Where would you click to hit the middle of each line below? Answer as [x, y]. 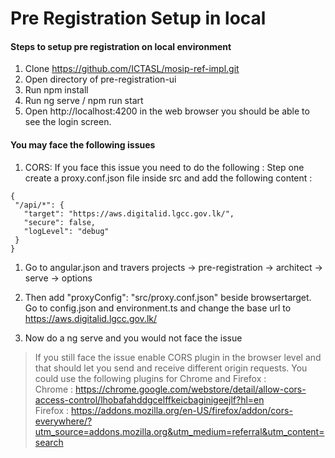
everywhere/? [63, 421]
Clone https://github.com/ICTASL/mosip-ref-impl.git [132, 69]
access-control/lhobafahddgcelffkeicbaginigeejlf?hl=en [149, 399]
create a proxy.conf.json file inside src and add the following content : [168, 178]
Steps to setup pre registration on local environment [121, 46]
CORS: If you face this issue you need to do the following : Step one [164, 167]
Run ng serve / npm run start [84, 101]
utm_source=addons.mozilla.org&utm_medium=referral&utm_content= [179, 431]
